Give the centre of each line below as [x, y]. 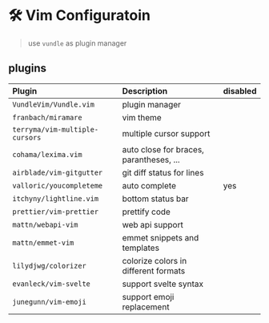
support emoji [148, 297]
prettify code [146, 212]
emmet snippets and [161, 237]
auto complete [149, 185]
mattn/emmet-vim [43, 242]
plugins [27, 69]
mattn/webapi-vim [45, 224]
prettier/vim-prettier [55, 212]
